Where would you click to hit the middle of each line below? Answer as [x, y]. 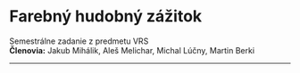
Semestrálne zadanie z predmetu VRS [79, 41]
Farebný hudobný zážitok [106, 16]
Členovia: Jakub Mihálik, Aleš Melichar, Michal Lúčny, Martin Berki [132, 50]
